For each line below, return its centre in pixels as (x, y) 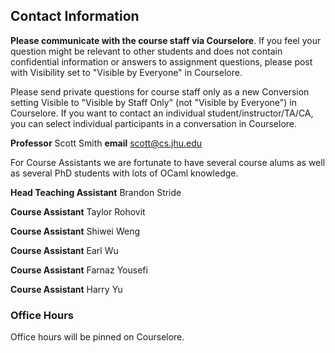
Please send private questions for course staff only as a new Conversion (160, 91)
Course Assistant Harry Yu (66, 289)
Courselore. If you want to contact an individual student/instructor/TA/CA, (162, 113)
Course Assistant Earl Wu (64, 250)
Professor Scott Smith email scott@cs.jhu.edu (106, 143)
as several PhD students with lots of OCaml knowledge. (124, 173)
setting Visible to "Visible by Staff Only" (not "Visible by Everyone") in (154, 102)
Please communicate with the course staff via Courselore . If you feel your (166, 40)
